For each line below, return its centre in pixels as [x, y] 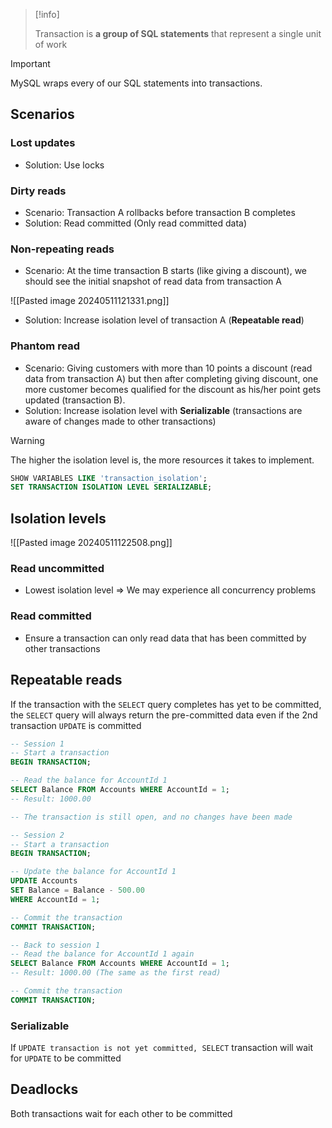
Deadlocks [44, 1089]
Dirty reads [38, 191]
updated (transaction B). [75, 400]
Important [30, 63]
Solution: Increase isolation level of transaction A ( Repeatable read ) [164, 320]
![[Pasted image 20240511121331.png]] [90, 301]
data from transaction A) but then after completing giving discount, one [171, 378]
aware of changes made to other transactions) [120, 421]
